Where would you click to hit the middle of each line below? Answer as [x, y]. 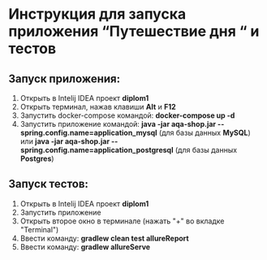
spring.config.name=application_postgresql [97, 150]
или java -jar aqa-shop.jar [65, 141]
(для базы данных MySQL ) [205, 132]
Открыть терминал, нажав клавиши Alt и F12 [98, 107]
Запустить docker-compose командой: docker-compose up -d [127, 115]
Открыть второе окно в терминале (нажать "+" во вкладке [122, 221]
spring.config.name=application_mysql [88, 132]
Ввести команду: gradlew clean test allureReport [104, 238]
